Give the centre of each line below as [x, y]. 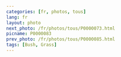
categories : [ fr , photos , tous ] [46, 12]
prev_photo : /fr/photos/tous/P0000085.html [61, 39]
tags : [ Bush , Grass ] [32, 45]
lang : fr [17, 17]
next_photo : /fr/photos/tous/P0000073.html [61, 28]
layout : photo [24, 23]
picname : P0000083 [29, 34]
